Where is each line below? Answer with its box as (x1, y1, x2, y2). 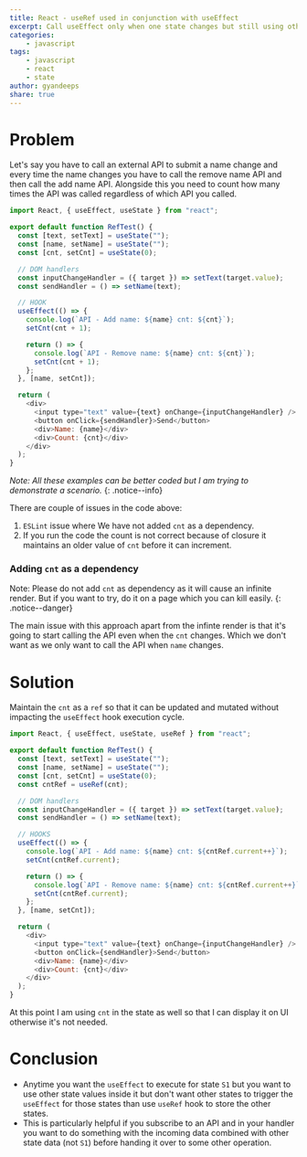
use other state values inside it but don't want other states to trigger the (22, 1088, 294, 1099)
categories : (9, 30, 55, 39)
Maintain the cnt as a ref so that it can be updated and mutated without (9, 702, 280, 713)
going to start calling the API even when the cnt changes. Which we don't (9, 630, 286, 641)
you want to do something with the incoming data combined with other (22, 1127, 290, 1138)
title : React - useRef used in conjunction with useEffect (9, 13, 239, 23)
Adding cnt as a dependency (9, 563, 139, 576)
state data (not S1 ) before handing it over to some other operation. (22, 1137, 272, 1148)
